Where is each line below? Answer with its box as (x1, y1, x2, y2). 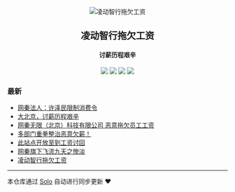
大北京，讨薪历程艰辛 (17, 112, 79, 120)
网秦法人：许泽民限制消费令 (17, 103, 98, 112)
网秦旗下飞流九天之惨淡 (17, 147, 85, 155)
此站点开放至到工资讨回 (17, 138, 85, 147)
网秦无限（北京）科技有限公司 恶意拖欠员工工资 (17, 121, 155, 129)
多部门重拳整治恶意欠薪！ (17, 129, 92, 138)
